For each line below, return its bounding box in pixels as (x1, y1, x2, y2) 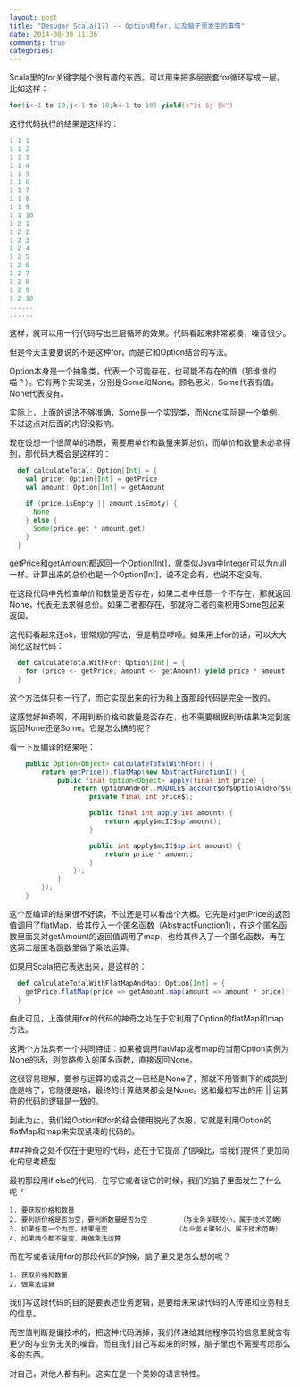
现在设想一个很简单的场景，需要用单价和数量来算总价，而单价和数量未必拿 (9, 437, 283, 448)
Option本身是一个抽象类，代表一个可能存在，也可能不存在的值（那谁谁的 (9, 366, 277, 376)
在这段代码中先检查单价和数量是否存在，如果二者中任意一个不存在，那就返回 (9, 588, 291, 599)
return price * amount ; (104, 850, 194, 859)
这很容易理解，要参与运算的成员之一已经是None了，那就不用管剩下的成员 (9, 1073, 279, 1084)
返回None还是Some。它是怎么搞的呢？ (9, 722, 153, 733)
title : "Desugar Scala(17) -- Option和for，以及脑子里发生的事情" (9, 21, 246, 30)
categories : (9, 46, 54, 55)
